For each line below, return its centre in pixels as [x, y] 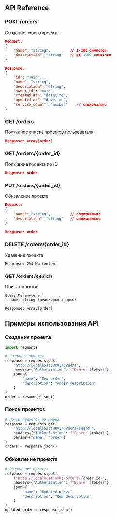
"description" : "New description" [57, 496]
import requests [21, 347]
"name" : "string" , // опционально [57, 214]
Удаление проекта [24, 255]
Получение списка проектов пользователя [49, 132]
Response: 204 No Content [31, 264]
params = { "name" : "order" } [40, 438]
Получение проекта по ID [31, 164]
